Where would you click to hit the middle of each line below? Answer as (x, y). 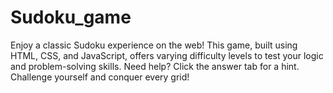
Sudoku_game (71, 17)
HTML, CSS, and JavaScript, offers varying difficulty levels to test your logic (167, 55)
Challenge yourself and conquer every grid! (100, 77)
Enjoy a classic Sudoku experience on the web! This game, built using (154, 45)
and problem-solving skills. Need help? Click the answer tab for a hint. (155, 66)
